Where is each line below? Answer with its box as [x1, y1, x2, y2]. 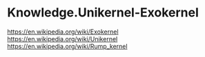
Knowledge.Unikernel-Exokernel [7, 5, 199, 21]
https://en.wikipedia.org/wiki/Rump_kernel [7, 42, 128, 50]
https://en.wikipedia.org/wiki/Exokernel [7, 27, 119, 36]
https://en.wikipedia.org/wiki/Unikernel [7, 34, 118, 43]
